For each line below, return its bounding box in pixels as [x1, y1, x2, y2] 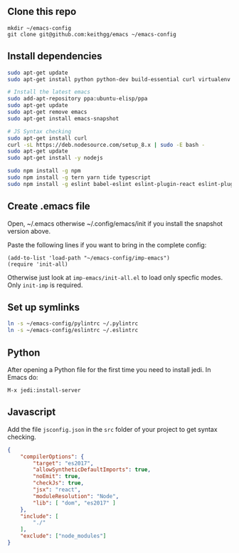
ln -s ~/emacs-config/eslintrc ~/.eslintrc [7, 327, 139, 334]
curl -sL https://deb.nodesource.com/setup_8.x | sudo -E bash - [7, 141, 205, 148]
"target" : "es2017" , [33, 460, 94, 467]
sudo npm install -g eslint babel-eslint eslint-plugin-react [7, 180, 196, 187]
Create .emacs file [7, 200, 90, 212]
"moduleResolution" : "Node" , [33, 492, 119, 500]
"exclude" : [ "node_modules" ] [20, 532, 107, 540]
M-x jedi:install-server [7, 386, 81, 394]
